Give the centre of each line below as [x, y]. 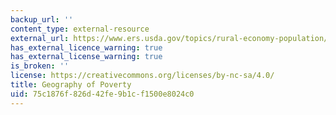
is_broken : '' [40, 66]
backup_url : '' [42, 19]
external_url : [40, 38]
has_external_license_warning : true [86, 57]
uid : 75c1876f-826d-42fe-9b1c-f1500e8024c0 [102, 94]
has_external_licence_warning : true [86, 47]
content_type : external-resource [80, 29]
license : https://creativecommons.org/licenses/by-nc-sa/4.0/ [142, 76]
